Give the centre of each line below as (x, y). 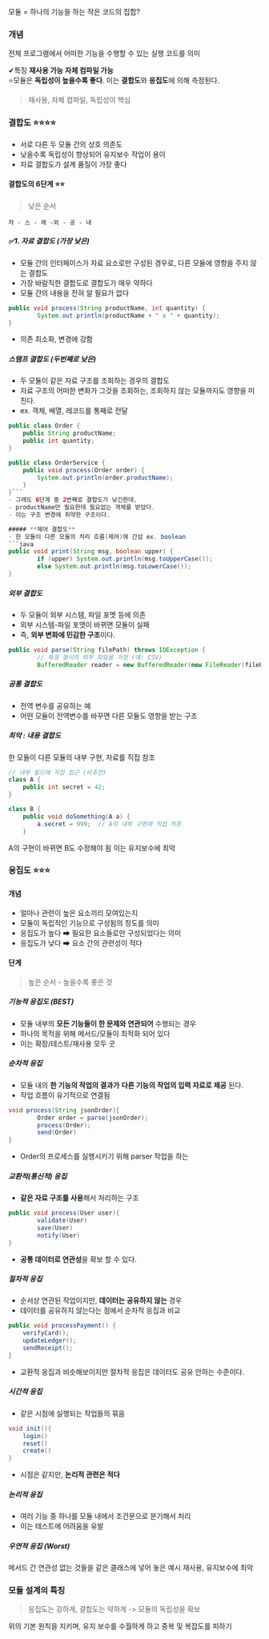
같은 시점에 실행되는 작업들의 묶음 (72, 1413)
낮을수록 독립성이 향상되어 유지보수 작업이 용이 (92, 154)
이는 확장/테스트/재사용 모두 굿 (68, 1043)
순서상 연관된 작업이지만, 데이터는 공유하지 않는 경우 (101, 1300)
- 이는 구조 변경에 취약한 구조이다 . (59, 515)
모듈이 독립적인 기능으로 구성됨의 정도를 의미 (90, 922)
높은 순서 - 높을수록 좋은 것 (70, 982)
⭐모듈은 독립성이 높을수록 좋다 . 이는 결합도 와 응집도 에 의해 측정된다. (114, 80)
